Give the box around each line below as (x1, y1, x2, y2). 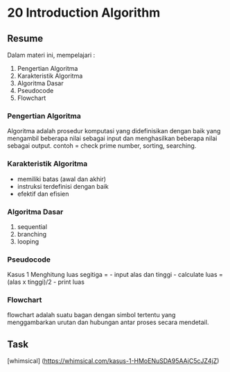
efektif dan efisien (17, 189, 69, 198)
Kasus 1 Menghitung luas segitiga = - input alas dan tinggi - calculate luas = (7, 271, 224, 279)
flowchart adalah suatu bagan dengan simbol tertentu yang (7, 311, 176, 319)
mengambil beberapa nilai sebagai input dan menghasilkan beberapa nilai (7, 134, 218, 143)
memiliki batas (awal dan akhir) (17, 175, 106, 183)
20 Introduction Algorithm (7, 5, 161, 21)
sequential (17, 222, 47, 230)
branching (17, 230, 47, 238)
